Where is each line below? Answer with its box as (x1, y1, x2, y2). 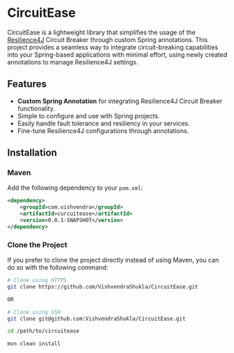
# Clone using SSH (7, 308, 61, 316)
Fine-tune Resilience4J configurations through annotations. (17, 126, 189, 134)
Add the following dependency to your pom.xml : (7, 184, 143, 192)
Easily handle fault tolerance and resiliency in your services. (17, 119, 191, 127)
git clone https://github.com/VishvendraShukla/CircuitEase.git (7, 283, 198, 290)
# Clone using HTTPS (7, 277, 68, 284)
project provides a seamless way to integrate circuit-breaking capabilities (7, 43, 219, 51)
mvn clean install (7, 340, 61, 347)
